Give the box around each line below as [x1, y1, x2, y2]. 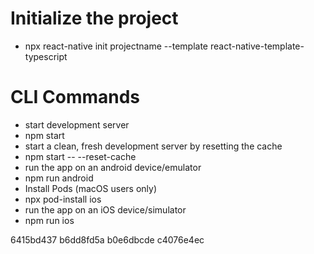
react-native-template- [209, 40, 305, 52]
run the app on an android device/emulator [24, 161, 202, 173]
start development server [24, 118, 130, 131]
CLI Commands [10, 86, 141, 109]
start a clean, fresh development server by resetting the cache [24, 140, 283, 152]
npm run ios [24, 214, 75, 226]
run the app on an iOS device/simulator [24, 203, 187, 216]
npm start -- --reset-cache [24, 150, 137, 162]
